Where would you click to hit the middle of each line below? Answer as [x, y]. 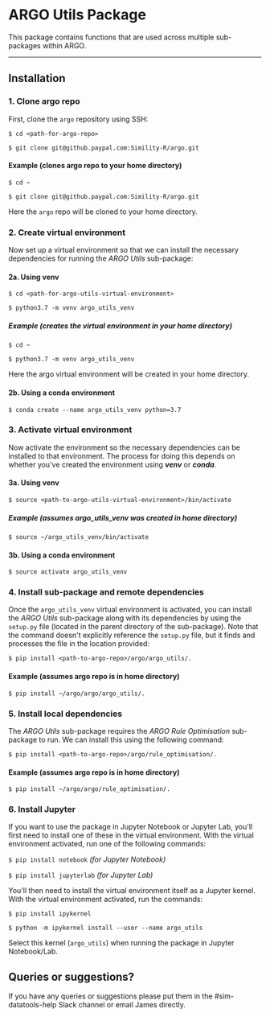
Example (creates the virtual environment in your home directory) [121, 325]
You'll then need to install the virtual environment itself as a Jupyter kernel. [132, 891]
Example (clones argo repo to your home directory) [95, 166]
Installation [37, 78]
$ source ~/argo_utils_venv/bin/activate [79, 537]
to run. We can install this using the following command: [131, 739]
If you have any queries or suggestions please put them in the [110, 996]
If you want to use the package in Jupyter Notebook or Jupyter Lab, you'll [131, 827]
